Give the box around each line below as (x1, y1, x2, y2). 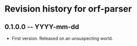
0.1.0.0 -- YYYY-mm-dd (4, 23, 80, 31)
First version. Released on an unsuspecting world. (11, 35, 113, 41)
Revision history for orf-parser (4, 3, 132, 15)
